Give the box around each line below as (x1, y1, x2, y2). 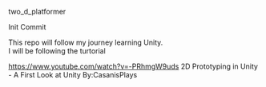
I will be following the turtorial (8, 46, 106, 55)
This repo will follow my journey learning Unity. (8, 38, 163, 47)
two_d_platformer (8, 7, 66, 16)
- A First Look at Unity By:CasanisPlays (8, 70, 138, 79)
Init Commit (8, 22, 46, 31)
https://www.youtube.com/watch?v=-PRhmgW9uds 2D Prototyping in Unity (8, 61, 259, 71)
